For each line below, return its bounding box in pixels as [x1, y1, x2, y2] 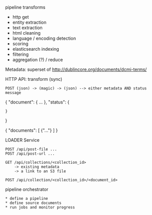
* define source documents [5, 200, 62, 205]
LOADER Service [5, 137, 40, 143]
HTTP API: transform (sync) [5, 76, 63, 82]
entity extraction [12, 20, 47, 25]
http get [12, 14, 29, 20]
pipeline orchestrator [5, 186, 49, 192]
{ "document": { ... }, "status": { [5, 99, 70, 105]
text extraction [12, 25, 43, 31]
